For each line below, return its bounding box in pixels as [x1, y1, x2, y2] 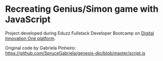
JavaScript [5, 14, 51, 25]
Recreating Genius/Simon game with [5, 3, 159, 15]
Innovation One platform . [5, 35, 56, 41]
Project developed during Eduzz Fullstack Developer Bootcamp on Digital [5, 30, 154, 36]
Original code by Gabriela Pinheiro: [5, 45, 77, 51]
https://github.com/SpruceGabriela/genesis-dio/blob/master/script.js [5, 50, 146, 56]
